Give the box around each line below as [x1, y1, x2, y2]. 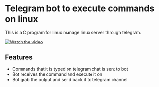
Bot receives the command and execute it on [12, 71, 103, 77]
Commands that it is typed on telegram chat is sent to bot [12, 66, 128, 72]
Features [5, 53, 33, 62]
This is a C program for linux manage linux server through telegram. [5, 29, 142, 35]
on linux [5, 13, 38, 24]
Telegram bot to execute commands [5, 3, 155, 14]
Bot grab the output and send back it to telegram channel [12, 76, 128, 82]
